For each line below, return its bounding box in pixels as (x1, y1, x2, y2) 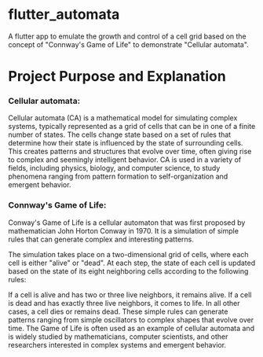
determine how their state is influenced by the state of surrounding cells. (8, 138, 243, 148)
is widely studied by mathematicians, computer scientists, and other (8, 332, 228, 341)
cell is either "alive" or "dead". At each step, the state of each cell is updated (8, 258, 256, 267)
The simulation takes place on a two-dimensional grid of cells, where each (8, 249, 249, 259)
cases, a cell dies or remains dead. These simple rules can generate (8, 307, 228, 316)
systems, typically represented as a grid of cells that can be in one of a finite (8, 122, 256, 131)
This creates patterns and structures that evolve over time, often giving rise (8, 147, 252, 156)
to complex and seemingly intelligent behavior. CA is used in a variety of (8, 155, 242, 164)
